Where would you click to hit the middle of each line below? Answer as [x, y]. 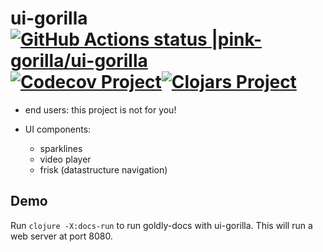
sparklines [61, 148]
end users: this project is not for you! [100, 109]
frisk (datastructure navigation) [103, 169]
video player [65, 159]
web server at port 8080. [61, 236]
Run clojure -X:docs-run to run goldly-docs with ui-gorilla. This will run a [161, 225]
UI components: [58, 129]
